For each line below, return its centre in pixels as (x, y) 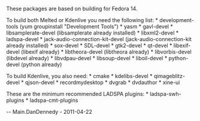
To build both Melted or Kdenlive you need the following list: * (82, 20)
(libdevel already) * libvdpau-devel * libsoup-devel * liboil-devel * (87, 58)
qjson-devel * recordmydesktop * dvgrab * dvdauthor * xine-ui (102, 82)
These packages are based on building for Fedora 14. (72, 9)
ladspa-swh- (165, 94)
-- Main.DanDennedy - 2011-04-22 (49, 112)
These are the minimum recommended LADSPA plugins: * (77, 94)
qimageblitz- (169, 76)
